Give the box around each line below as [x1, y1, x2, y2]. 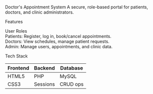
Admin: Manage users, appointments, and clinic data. [5, 44, 113, 49]
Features [5, 19, 23, 24]
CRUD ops [59, 81, 84, 87]
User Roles [5, 28, 27, 34]
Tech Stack [5, 53, 28, 59]
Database [60, 65, 83, 71]
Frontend [7, 65, 29, 71]
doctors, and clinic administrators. [5, 9, 74, 15]
